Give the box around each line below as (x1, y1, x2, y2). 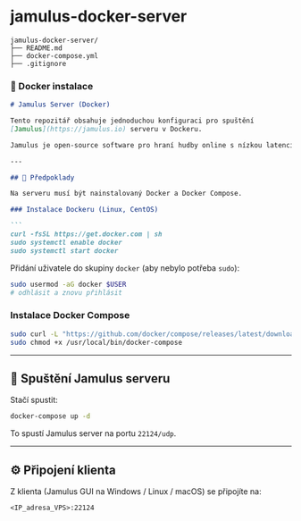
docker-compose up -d (10, 412, 91, 421)
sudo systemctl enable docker (10, 238, 123, 247)
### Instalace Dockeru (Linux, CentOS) (10, 206, 159, 214)
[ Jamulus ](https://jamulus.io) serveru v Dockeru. (10, 124, 203, 133)
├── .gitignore (10, 59, 67, 68)
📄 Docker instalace (10, 80, 94, 92)
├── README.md (10, 43, 63, 53)
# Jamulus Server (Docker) (10, 100, 111, 109)
